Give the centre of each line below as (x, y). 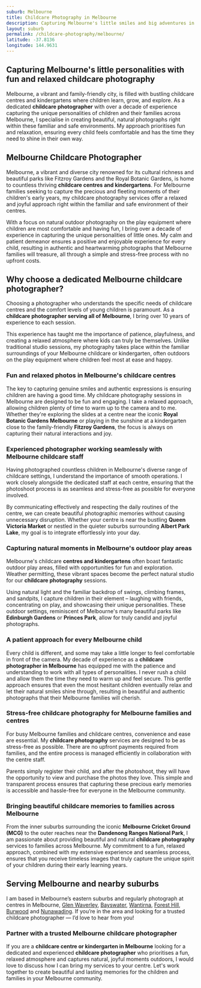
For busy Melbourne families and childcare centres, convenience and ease (98, 734)
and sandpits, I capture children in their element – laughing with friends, (95, 599)
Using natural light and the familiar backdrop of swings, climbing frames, (96, 592)
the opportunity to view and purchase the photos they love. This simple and (100, 777)
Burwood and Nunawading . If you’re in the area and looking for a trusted (96, 911)
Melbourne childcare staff (45, 457)
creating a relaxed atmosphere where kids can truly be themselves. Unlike (98, 340)
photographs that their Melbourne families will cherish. (74, 698)
